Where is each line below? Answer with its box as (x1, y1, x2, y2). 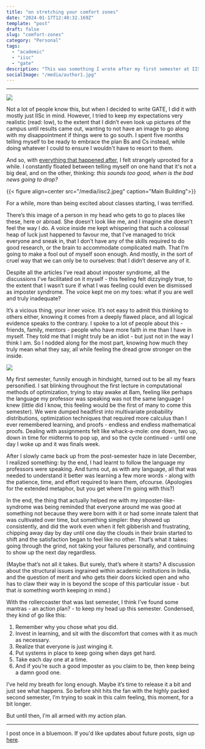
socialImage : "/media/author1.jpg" (6, 72, 97, 78)
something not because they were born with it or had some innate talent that (6, 510, 199, 517)
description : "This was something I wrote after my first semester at (6, 65, 190, 72)
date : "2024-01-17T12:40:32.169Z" (6, 15, 95, 21)
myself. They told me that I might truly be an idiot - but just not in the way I (6, 333, 193, 340)
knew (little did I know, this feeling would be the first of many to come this (6, 401, 192, 409)
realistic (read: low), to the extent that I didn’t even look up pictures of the (6, 119, 191, 126)
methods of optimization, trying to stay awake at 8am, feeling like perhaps (6, 389, 193, 396)
